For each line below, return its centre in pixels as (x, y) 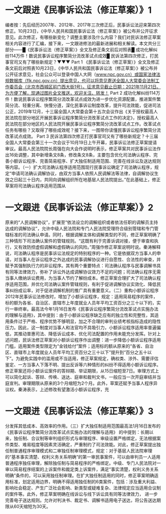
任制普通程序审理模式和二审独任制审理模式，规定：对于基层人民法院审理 (79, 451)
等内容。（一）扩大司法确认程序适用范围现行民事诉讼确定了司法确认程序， (80, 167)
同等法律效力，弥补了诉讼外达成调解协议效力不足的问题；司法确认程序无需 (85, 272)
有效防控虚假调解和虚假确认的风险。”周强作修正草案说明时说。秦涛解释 (89, 247)
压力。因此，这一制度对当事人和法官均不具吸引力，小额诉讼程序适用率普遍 (81, 327)
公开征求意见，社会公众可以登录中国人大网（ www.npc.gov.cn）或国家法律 (81, 74)
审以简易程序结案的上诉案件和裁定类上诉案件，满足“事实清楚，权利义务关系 (82, 469)
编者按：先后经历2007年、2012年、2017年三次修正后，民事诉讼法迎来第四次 (83, 25)
